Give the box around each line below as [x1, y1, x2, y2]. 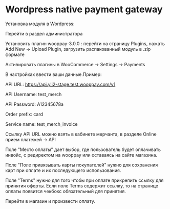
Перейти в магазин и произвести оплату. [5, 198, 96, 204]
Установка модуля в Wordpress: [5, 21, 75, 27]
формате [5, 51, 25, 58]
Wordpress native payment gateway [5, 4, 163, 15]
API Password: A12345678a [5, 101, 64, 107]
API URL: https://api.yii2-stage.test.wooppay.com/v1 [5, 81, 116, 87]
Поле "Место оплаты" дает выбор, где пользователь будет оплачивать [5, 146, 161, 153]
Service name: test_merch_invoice [5, 121, 78, 127]
